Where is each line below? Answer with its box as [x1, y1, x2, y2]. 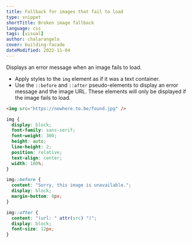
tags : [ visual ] [6, 31, 44, 37]
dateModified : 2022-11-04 [6, 48, 70, 53]
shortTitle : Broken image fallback [6, 20, 95, 26]
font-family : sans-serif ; [11, 127, 76, 134]
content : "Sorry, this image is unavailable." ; [11, 182, 132, 188]
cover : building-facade [6, 42, 65, 48]
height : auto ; [11, 138, 46, 144]
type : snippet [6, 14, 42, 20]
